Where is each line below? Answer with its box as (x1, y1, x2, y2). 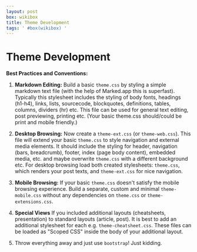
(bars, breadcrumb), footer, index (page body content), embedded (14, 149, 175, 156)
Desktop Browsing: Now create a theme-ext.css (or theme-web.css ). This (14, 130, 191, 137)
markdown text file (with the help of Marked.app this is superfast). (14, 88, 175, 95)
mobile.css (14, 193, 42, 199)
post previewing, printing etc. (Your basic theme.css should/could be (14, 112, 182, 120)
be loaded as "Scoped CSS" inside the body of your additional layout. (14, 228, 183, 236)
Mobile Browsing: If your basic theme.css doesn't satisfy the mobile (14, 179, 179, 186)
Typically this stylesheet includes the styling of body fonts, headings (14, 94, 181, 101)
